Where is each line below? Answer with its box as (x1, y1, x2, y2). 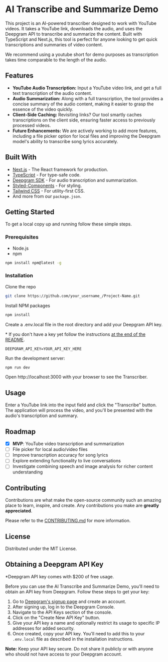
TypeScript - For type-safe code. (12, 171, 81, 177)
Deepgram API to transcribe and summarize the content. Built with (5, 31, 142, 37)
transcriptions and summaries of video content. (5, 41, 103, 47)
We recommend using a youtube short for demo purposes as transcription (5, 51, 159, 57)
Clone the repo (5, 283, 36, 289)
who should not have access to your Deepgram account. (5, 651, 122, 657)
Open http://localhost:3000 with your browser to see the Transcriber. (5, 374, 148, 380)
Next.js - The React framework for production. (12, 166, 108, 172)
